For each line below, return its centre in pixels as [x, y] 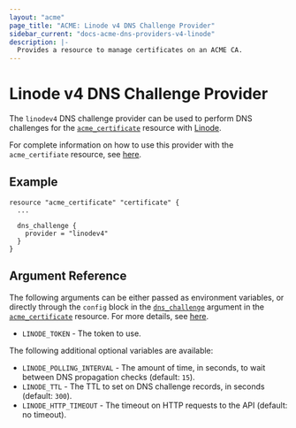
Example [34, 182]
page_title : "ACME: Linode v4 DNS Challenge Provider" [112, 26]
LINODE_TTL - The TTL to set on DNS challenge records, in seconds [143, 386]
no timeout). [44, 414]
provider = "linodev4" [67, 233]
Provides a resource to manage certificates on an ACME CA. [130, 50]
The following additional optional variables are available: [111, 350]
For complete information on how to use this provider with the [121, 145]
